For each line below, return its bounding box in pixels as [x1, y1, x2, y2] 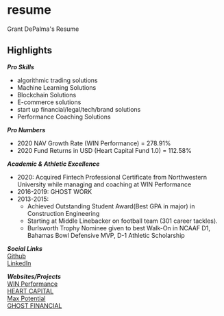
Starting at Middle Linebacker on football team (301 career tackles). [27, 217, 218, 225]
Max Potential [7, 294, 46, 302]
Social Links [7, 244, 43, 252]
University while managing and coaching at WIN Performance [16, 180, 192, 189]
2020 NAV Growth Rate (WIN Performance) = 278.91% [16, 139, 171, 147]
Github [7, 252, 26, 260]
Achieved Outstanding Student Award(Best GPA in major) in [27, 202, 195, 210]
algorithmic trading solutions [16, 76, 98, 84]
